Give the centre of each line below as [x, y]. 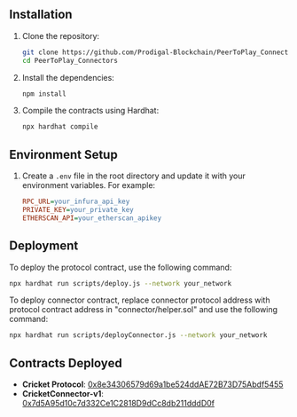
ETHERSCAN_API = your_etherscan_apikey [92, 218]
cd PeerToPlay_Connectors [70, 60]
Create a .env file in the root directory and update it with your [133, 176]
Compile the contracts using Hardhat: [90, 111]
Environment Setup [63, 154]
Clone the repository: [61, 35]
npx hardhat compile [60, 127]
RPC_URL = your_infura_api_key [76, 202]
